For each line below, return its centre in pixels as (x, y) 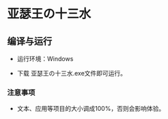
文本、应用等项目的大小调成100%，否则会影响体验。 (91, 109)
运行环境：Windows (45, 59)
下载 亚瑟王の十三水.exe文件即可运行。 (72, 73)
